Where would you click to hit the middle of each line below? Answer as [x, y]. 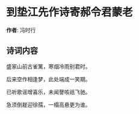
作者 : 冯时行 [21, 30]
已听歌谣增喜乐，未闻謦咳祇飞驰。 [48, 92]
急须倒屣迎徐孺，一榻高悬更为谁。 [48, 104]
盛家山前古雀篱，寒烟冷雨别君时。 [48, 66]
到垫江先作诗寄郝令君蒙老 [70, 12]
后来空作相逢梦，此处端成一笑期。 [48, 79]
